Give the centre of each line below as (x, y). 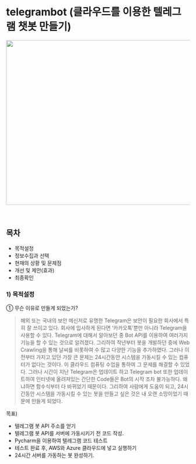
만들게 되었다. (47, 401)
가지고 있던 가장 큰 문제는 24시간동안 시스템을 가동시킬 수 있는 (107, 357)
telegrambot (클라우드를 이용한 (78, 12)
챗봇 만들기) (45, 27)
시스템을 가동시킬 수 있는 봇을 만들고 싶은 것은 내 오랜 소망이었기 (109, 394)
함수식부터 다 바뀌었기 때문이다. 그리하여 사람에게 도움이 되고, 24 (110, 387)
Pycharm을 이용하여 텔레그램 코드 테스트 (61, 441)
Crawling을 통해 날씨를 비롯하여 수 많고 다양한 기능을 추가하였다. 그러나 (102, 350)
